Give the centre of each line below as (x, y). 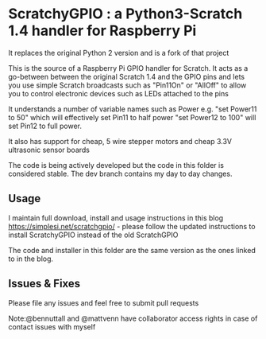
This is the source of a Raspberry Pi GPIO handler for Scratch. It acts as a (128, 68)
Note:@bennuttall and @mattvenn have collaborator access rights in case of (133, 318)
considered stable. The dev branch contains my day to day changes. (120, 173)
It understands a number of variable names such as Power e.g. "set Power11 (133, 109)
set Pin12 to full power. (45, 126)
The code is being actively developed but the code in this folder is (116, 165)
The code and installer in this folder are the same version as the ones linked (132, 250)
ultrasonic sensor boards (49, 150)
